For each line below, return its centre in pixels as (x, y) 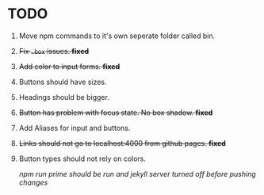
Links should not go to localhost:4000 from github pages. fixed (122, 143)
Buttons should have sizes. (63, 82)
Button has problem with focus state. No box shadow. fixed (116, 113)
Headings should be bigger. (64, 97)
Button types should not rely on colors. (82, 159)
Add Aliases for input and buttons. (75, 128)
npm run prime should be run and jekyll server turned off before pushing (138, 174)
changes (33, 182)
